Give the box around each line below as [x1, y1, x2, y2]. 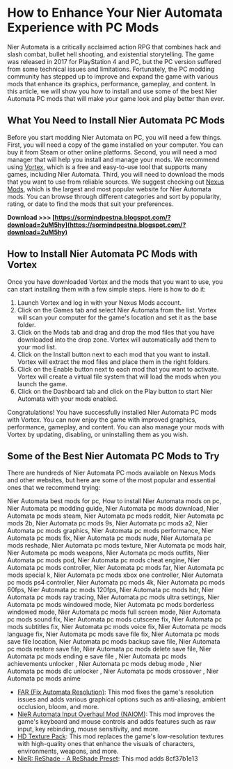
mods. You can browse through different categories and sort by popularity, [7, 192, 221, 200]
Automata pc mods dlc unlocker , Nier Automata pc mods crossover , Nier [7, 667, 219, 676]
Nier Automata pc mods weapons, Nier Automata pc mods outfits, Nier [7, 548, 210, 557]
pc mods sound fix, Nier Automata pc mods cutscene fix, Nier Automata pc [7, 615, 223, 624]
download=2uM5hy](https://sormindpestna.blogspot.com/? [7, 221, 186, 229]
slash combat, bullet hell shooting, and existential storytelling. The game [7, 50, 214, 58]
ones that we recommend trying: [7, 484, 101, 492]
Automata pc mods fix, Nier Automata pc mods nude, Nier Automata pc [7, 534, 211, 542]
